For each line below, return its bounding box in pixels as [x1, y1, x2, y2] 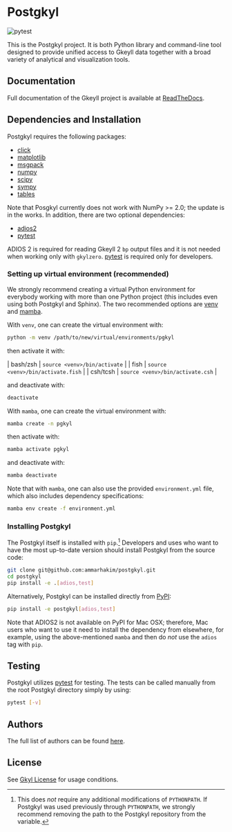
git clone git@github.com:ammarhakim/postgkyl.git [7, 567, 156, 574]
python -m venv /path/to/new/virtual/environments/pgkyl [7, 334, 175, 341]
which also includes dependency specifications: [7, 492, 144, 500]
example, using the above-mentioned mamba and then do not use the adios [7, 632, 217, 641]
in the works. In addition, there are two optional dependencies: [7, 211, 185, 219]
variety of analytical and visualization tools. [7, 55, 130, 63]
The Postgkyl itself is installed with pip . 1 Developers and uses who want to [7, 538, 219, 547]
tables [17, 190, 35, 198]
